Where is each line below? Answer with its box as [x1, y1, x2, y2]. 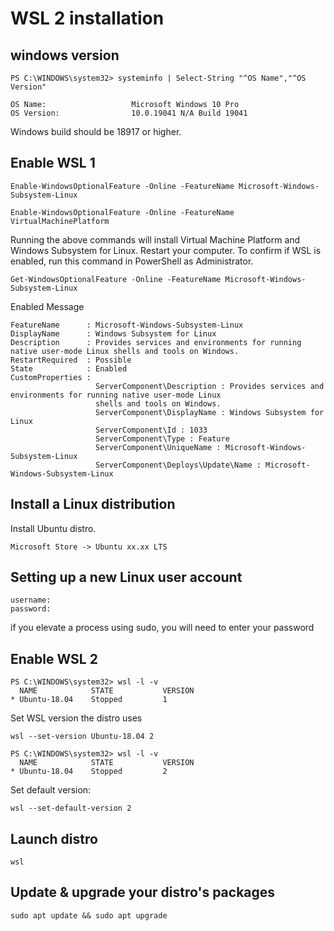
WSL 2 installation [10, 7, 165, 30]
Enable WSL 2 [10, 650, 98, 667]
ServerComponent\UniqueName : [95, 442, 222, 452]
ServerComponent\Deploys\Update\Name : [95, 460, 262, 470]
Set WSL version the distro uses [10, 712, 143, 724]
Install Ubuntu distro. [10, 522, 97, 534]
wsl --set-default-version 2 [10, 803, 132, 814]
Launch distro [10, 830, 98, 847]
